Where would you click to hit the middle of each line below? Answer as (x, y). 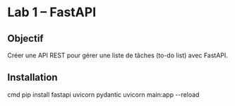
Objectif (25, 39)
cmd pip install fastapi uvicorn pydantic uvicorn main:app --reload (103, 94)
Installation (32, 77)
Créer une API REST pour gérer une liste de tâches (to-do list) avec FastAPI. (117, 55)
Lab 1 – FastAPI (52, 12)
